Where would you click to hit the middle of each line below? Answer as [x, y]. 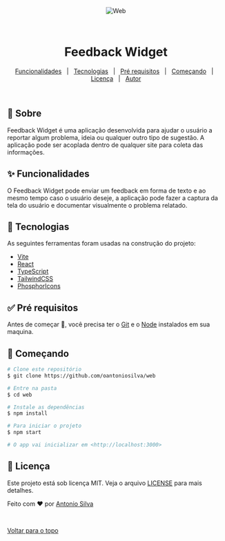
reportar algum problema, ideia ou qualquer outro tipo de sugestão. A [106, 137]
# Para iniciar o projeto [44, 426]
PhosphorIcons [39, 286]
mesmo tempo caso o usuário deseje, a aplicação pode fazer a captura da [113, 198]
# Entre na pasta [32, 388]
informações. [26, 152]
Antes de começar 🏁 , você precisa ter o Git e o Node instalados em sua [109, 324]
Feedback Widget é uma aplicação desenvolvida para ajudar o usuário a [110, 130]
